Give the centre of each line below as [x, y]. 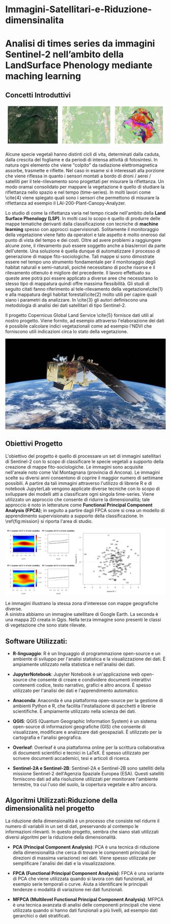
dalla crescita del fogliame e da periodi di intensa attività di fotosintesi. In [81, 160]
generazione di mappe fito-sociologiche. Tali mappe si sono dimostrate [80, 257]
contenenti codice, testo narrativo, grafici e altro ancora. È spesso [82, 685]
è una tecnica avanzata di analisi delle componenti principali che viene [87, 905]
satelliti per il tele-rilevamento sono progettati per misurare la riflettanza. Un [85, 181]
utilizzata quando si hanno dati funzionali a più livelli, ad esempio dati [85, 910]
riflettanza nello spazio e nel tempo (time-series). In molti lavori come [78, 192]
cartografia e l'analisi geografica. [47, 737]
